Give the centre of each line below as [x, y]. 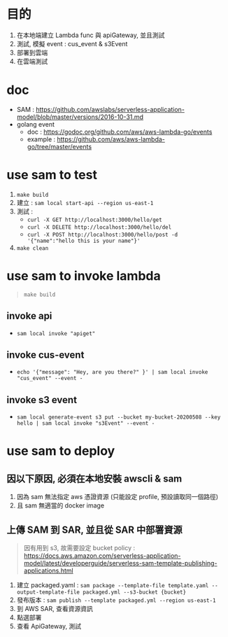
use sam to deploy [61, 451]
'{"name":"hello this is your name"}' [84, 241]
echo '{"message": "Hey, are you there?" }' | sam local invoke [112, 372]
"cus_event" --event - [50, 379]
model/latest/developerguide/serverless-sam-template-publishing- [120, 563]
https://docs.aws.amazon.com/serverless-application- [102, 556]
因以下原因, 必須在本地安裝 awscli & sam [94, 478]
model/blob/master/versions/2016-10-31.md [80, 117]
